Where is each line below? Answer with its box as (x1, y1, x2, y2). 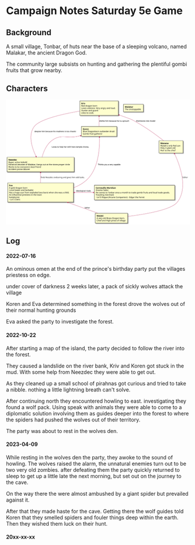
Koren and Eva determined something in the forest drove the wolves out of (6, 301, 186, 308)
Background (6, 28, 51, 38)
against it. (6, 496, 30, 503)
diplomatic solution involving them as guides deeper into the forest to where (6, 410, 189, 417)
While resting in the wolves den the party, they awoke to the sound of (6, 454, 173, 461)
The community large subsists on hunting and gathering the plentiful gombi (6, 60, 187, 67)
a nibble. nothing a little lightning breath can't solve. (6, 386, 131, 393)
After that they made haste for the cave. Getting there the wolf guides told (6, 507, 184, 515)
